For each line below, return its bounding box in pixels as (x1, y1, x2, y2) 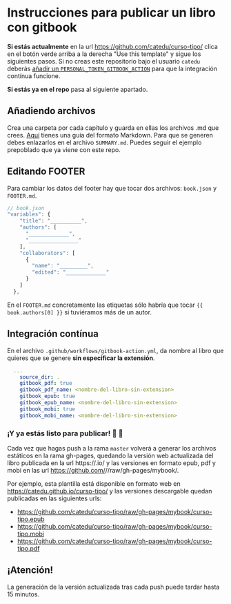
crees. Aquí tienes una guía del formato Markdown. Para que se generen (7, 131, 214, 139)
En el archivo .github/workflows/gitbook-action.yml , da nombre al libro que (7, 346, 224, 355)
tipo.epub (17, 515, 45, 523)
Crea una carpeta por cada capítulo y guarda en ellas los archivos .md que (7, 123, 219, 132)
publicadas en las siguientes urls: (7, 494, 102, 502)
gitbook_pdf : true (19, 380, 72, 387)
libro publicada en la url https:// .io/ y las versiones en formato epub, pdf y (7, 458, 216, 467)
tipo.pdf (17, 544, 40, 552)
